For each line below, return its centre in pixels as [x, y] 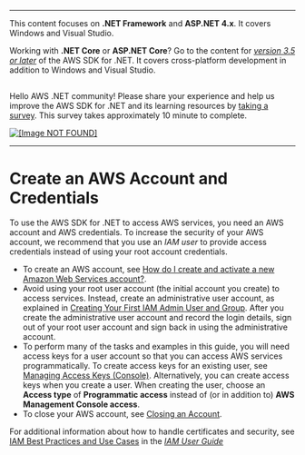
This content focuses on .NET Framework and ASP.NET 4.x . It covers [140, 23]
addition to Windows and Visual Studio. [83, 70]
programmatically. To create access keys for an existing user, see [145, 366]
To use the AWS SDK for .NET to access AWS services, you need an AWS [147, 223]
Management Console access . [81, 404]
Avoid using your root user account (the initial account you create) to [151, 289]
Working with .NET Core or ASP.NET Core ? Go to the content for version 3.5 [152, 50]
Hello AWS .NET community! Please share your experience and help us [142, 96]
